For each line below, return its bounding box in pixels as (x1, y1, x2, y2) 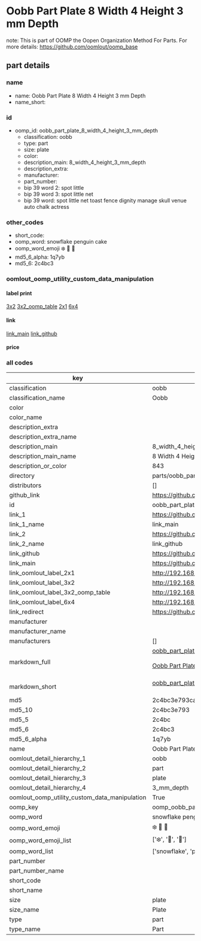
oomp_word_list (9, 847, 54, 855)
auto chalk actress (23, 203, 70, 210)
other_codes (6, 218, 44, 226)
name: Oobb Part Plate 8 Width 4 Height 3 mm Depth (14, 92, 146, 99)
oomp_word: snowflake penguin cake (14, 238, 108, 245)
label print (6, 289, 32, 297)
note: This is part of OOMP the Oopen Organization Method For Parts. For (6, 37, 187, 44)
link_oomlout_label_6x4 (9, 598, 75, 606)
